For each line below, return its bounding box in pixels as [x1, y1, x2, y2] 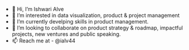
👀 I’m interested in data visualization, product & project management [11, 12, 180, 19]
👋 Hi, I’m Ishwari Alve [11, 6, 64, 12]
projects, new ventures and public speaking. [11, 31, 121, 38]
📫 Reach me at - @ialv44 [11, 37, 76, 44]
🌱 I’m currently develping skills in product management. [11, 18, 149, 25]
